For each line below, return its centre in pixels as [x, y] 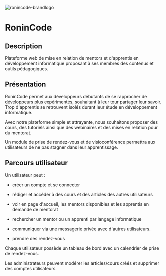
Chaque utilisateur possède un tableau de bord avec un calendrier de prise [82, 248]
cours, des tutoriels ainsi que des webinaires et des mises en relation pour [82, 127]
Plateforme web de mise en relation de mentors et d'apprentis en [72, 58]
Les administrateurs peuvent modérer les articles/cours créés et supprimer [82, 263]
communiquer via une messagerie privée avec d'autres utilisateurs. [81, 229]
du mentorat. [18, 133]
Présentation [26, 84]
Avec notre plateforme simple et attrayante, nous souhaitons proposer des [82, 122]
